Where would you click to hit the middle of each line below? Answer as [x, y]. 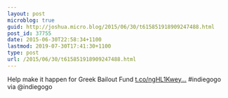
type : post [23, 53]
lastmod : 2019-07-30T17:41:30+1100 [59, 46]
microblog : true [31, 20]
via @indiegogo [30, 86]
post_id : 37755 [29, 33]
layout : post [26, 14]
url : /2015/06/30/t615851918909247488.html [72, 59]
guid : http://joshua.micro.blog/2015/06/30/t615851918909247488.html [111, 27]
